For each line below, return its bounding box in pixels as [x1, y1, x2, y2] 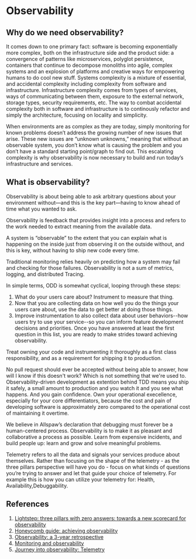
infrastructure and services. [6, 160, 73, 167]
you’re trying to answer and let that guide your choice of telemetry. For [6, 469, 177, 476]
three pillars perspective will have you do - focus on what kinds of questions [6, 463, 190, 470]
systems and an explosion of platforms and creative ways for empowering [6, 68, 184, 74]
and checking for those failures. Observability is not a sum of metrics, [6, 264, 174, 271]
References [6, 499, 49, 509]
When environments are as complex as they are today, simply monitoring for [6, 123, 190, 130]
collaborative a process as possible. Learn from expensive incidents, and [6, 433, 183, 441]
